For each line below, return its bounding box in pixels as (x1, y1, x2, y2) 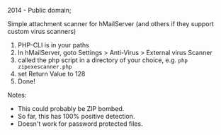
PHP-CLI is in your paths (17, 41, 90, 49)
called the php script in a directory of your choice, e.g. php (17, 56, 188, 64)
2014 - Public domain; (7, 6, 72, 14)
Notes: (7, 91, 27, 99)
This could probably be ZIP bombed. (17, 105, 125, 112)
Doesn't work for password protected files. (17, 119, 143, 128)
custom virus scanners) (7, 28, 76, 35)
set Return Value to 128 (17, 70, 86, 78)
